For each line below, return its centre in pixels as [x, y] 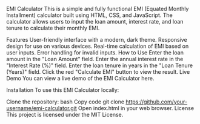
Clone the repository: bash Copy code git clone [65, 102]
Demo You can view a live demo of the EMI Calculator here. [80, 78]
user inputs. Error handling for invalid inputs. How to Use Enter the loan [95, 53]
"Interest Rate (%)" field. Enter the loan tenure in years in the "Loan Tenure [99, 65]
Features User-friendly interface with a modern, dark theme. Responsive [97, 40]
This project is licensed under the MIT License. [65, 115]
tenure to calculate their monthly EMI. [53, 28]
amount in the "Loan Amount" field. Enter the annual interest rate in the [95, 59]
